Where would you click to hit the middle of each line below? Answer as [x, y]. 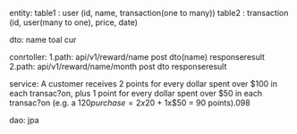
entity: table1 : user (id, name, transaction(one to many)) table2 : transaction [149, 13]
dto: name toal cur [43, 40]
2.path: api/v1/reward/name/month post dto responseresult [118, 67]
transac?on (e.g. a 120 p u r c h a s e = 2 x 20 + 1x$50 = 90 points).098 [130, 103]
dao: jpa [24, 120]
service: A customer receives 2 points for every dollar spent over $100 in [143, 84]
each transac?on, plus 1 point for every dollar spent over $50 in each [136, 93]
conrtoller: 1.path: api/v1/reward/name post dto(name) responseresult [137, 57]
